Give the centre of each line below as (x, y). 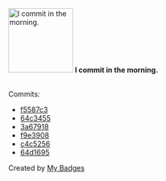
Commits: (24, 94)
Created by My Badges (46, 168)
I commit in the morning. (116, 70)
